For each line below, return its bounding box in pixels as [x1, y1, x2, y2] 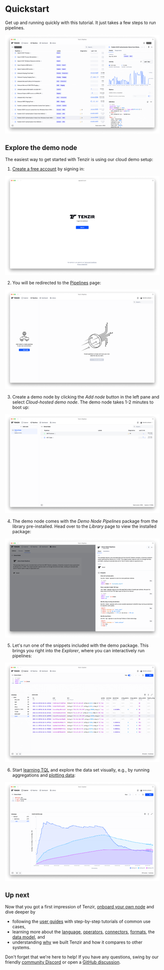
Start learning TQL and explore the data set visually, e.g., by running [12, 767, 150, 773]
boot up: [12, 404, 29, 410]
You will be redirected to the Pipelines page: [12, 280, 101, 286]
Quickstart [5, 3, 50, 15]
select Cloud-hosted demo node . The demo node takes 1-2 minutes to [12, 399, 154, 405]
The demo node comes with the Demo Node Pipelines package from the [12, 518, 158, 524]
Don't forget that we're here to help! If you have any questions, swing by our [5, 954, 159, 960]
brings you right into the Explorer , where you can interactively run [12, 648, 145, 654]
